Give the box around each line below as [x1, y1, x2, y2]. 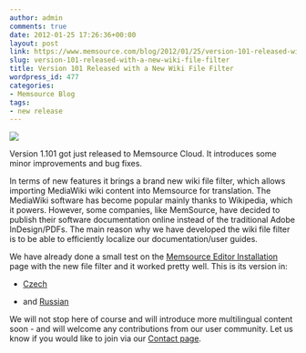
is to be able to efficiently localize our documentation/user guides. [9, 234, 258, 245]
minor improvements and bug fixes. [9, 158, 143, 169]
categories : [9, 81, 55, 90]
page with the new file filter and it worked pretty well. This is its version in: [9, 261, 289, 272]
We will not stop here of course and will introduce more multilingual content [9, 314, 293, 325]
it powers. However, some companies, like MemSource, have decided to [9, 205, 280, 216]
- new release [9, 106, 64, 116]
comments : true [9, 22, 67, 31]
